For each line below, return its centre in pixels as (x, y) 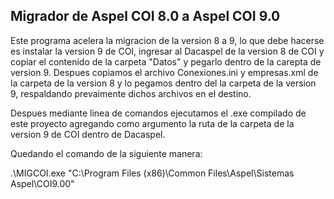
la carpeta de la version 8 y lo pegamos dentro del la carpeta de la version (163, 83)
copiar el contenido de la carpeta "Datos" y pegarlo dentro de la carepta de (166, 61)
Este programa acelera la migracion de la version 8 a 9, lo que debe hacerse (167, 40)
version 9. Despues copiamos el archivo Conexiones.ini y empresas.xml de (164, 72)
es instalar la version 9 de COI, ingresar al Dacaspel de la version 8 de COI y (167, 51)
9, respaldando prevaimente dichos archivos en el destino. (131, 93)
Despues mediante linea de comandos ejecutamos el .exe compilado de (158, 113)
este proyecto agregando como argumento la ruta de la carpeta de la (152, 123)
